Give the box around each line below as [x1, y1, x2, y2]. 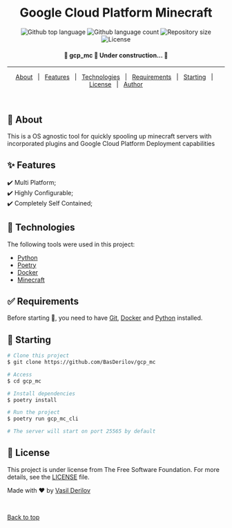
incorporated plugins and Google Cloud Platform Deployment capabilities [7, 139, 215, 147]
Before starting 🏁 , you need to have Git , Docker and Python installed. [7, 313, 203, 322]
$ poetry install [7, 397, 57, 403]
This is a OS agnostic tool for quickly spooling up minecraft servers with [7, 131, 212, 140]
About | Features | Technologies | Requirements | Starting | [15, 73, 213, 81]
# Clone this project [7, 352, 70, 359]
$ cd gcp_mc [7, 377, 41, 385]
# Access [7, 371, 32, 378]
